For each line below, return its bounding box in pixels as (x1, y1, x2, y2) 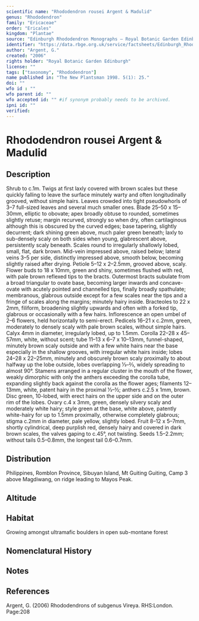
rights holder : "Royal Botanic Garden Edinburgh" (6, 58, 131, 64)
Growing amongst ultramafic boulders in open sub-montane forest (6, 529, 168, 536)
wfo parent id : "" (6, 91, 52, 97)
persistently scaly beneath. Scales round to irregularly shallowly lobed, (6, 242, 179, 249)
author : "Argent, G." (6, 47, 60, 53)
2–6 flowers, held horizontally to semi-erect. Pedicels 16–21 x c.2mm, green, (6, 317, 192, 324)
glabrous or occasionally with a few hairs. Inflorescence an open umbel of (6, 311, 187, 318)
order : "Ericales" (6, 25, 52, 31)
